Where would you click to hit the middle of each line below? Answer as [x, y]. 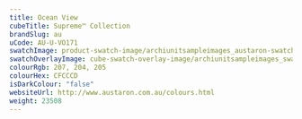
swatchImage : [34, 51]
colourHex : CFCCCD [44, 76]
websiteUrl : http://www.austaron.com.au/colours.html [112, 92]
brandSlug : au [36, 34]
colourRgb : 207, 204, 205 [58, 68]
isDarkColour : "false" [52, 84]
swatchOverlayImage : [48, 59]
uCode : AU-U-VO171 [44, 42]
